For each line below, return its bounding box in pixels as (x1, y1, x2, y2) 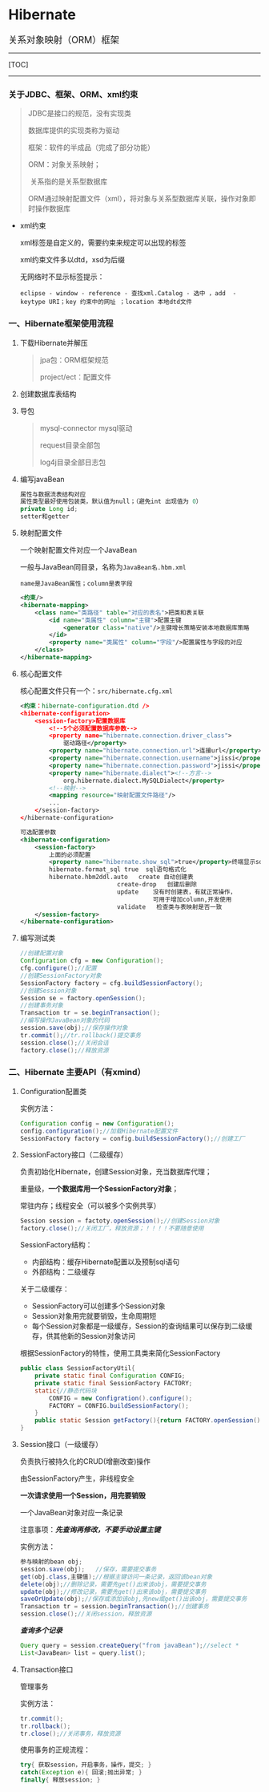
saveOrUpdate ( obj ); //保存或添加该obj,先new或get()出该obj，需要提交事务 (19, 1595, 247, 1603)
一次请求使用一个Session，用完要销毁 (19, 1490, 147, 1501)
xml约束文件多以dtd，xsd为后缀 (19, 255, 126, 265)
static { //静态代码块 (34, 1386, 98, 1395)
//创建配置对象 (19, 949, 64, 958)
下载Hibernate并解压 (19, 338, 88, 347)
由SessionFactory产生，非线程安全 (19, 1474, 134, 1483)
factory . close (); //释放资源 (19, 1046, 110, 1054)
